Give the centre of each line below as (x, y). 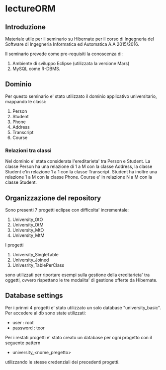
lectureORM (30, 9)
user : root (23, 322)
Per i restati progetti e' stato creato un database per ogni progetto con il (79, 337)
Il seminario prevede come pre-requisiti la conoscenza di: (64, 54)
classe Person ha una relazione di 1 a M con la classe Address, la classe (79, 166)
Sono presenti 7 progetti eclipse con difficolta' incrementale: (67, 210)
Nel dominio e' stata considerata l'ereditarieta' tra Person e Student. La (78, 161)
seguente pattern (23, 343)
